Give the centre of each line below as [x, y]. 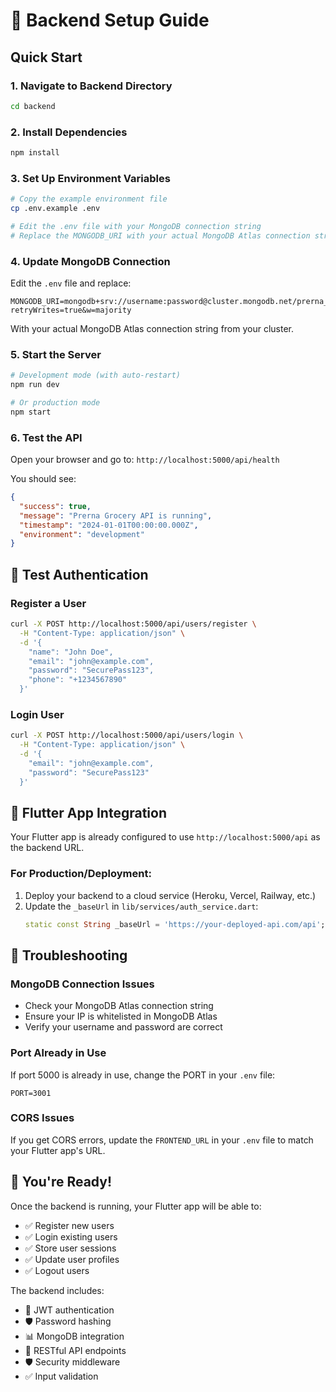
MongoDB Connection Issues [82, 984]
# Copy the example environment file [89, 199]
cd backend [33, 106]
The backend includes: [57, 1290]
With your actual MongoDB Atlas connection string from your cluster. [152, 329]
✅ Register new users [69, 1225]
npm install [35, 153]
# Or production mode [55, 403]
